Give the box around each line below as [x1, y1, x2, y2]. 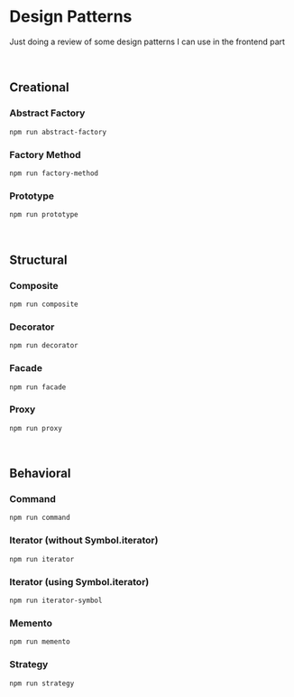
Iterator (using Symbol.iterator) [9, 575, 150, 588]
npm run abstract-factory [9, 127, 106, 136]
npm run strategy [9, 679, 75, 688]
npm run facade [9, 382, 67, 392]
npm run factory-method [9, 169, 99, 178]
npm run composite [9, 300, 78, 309]
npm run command [9, 513, 70, 523]
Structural [9, 252, 68, 267]
